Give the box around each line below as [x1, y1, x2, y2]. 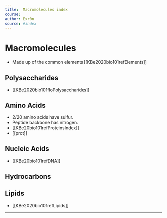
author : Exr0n [5, 16, 35, 21]
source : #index [5, 21, 37, 26]
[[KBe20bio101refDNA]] [12, 158, 61, 164]
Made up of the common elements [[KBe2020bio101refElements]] [12, 59, 147, 65]
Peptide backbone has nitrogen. [12, 119, 78, 125]
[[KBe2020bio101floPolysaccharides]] [12, 87, 90, 93]
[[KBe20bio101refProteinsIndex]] [12, 125, 79, 131]
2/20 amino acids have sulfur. [12, 114, 74, 120]
